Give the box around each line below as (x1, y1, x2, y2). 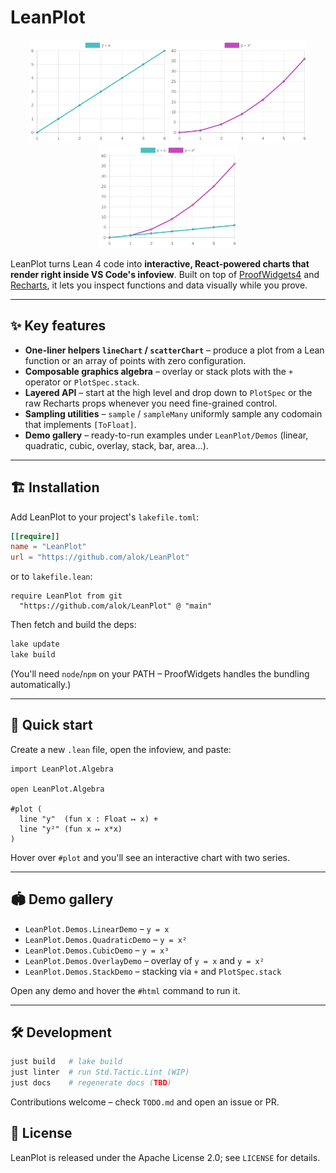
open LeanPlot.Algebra (10, 784, 105, 794)
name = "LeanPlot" (10, 542, 87, 552)
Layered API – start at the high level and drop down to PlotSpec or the (24, 386, 313, 398)
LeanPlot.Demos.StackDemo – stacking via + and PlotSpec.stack (24, 965, 282, 977)
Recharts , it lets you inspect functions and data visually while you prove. (10, 279, 308, 291)
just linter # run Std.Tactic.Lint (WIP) (10, 1067, 190, 1078)
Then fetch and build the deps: (10, 619, 137, 631)
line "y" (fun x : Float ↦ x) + (19, 814, 159, 824)
